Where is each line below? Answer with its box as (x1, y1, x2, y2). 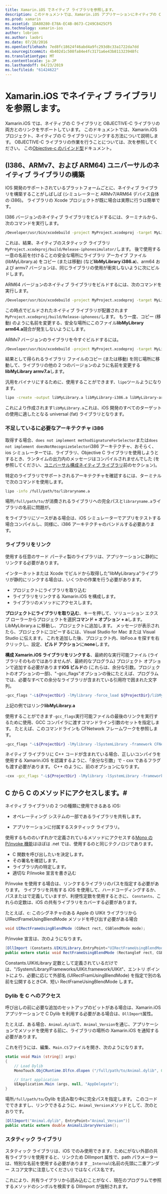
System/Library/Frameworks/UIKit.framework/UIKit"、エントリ (17, 966, 146, 972)
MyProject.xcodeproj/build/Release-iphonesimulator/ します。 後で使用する (5, 246, 161, 252)
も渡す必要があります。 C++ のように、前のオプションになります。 (5, 764, 142, 770)
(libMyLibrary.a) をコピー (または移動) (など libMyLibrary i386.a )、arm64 (5, 258, 155, 264)
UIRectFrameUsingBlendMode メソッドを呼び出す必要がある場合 (5, 916, 138, 922)
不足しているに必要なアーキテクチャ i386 (5, 425, 104, 432)
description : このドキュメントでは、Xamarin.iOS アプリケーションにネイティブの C (5, 12, 162, 17)
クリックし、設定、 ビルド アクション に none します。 (5, 641, 112, 647)
